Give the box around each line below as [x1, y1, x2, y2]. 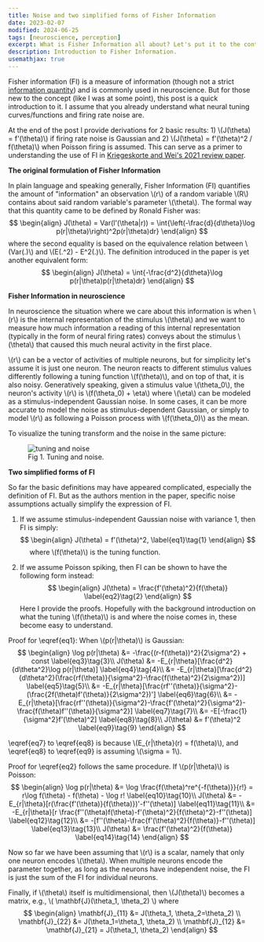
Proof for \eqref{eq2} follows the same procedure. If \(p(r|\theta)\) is [8, 761, 230, 771]
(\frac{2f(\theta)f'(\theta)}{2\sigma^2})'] [26, 689, 156, 699]
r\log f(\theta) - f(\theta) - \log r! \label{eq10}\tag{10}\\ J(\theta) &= [22, 790, 237, 800]
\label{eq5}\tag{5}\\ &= [26, 681, 101, 691]
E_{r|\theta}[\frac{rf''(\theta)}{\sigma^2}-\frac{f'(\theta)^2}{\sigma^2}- [18, 698, 246, 707]
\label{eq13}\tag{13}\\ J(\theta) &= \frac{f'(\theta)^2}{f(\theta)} [31, 823, 233, 833]
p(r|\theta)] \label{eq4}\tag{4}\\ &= [62, 664, 175, 674]
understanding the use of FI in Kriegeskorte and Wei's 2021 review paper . [8, 150, 246, 159]
